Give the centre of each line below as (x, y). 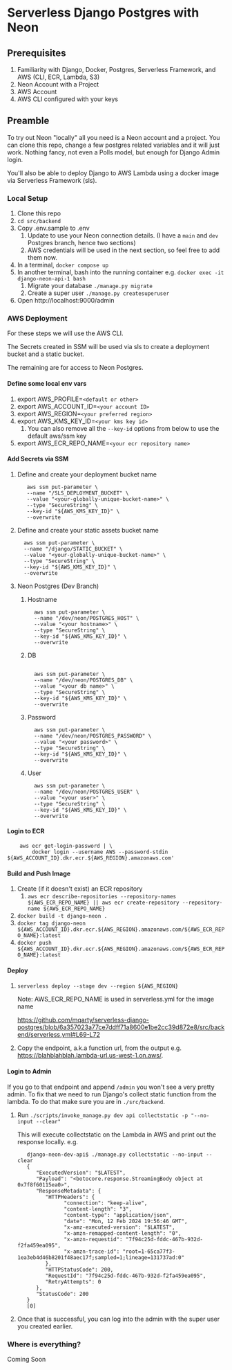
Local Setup (28, 198)
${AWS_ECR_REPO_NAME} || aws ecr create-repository (103, 903)
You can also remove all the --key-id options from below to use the (123, 428)
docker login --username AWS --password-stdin (100, 852)
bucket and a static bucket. (46, 354)
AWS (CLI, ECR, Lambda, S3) (58, 77)
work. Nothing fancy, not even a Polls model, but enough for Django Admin (114, 152)
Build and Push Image (39, 873)
